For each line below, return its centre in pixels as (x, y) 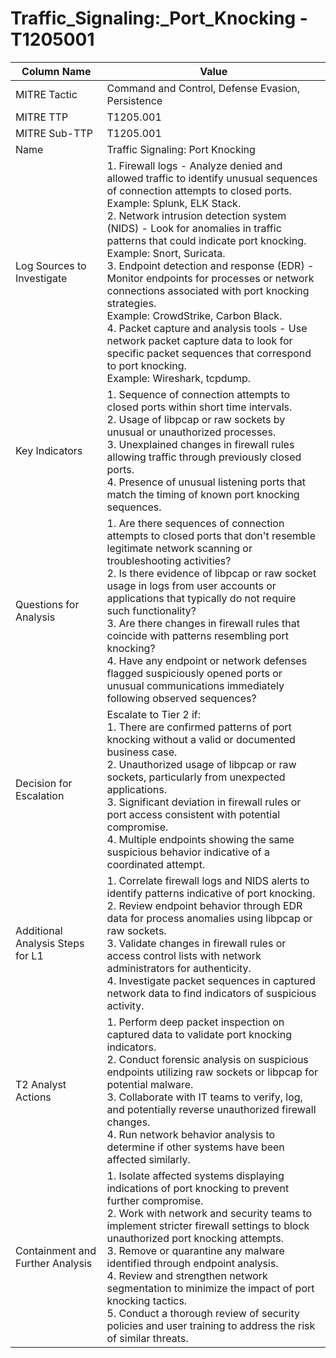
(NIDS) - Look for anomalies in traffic (194, 228)
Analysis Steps (50, 943)
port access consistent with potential (193, 814)
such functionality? (151, 610)
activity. (125, 1005)
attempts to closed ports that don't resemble (211, 535)
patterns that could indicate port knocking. (206, 240)
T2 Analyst (41, 1084)
